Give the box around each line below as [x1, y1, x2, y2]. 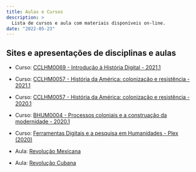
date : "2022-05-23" [6, 25, 55, 32]
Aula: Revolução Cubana [14, 159, 77, 167]
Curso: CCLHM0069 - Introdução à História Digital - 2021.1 [14, 64, 161, 71]
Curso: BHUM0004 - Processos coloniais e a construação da [14, 112, 167, 119]
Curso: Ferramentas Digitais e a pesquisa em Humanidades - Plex [14, 130, 179, 137]
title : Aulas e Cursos [6, 8, 63, 15]
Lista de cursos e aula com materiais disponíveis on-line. [11, 20, 166, 26]
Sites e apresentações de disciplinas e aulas [6, 48, 176, 58]
